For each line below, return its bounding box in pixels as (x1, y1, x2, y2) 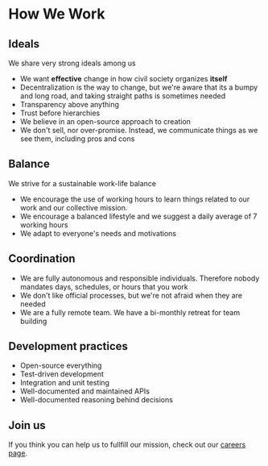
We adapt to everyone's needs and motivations (19, 228, 177, 238)
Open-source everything (19, 360, 102, 371)
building (19, 316, 47, 326)
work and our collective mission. (19, 202, 128, 212)
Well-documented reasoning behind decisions (19, 395, 173, 405)
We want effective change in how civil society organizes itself (19, 74, 228, 83)
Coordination (8, 252, 76, 266)
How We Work (8, 5, 106, 23)
